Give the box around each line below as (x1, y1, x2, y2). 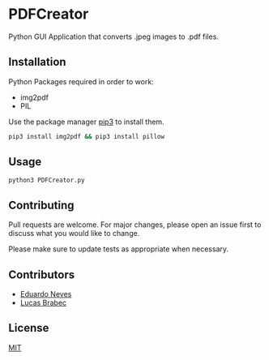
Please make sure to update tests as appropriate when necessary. (8, 244, 229, 254)
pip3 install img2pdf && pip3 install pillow (8, 132, 164, 140)
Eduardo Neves (19, 289, 72, 299)
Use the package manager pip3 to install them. (8, 117, 164, 126)
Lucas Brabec (19, 298, 67, 308)
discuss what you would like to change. (8, 229, 140, 238)
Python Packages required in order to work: (8, 76, 154, 86)
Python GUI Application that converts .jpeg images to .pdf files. (8, 32, 219, 41)
